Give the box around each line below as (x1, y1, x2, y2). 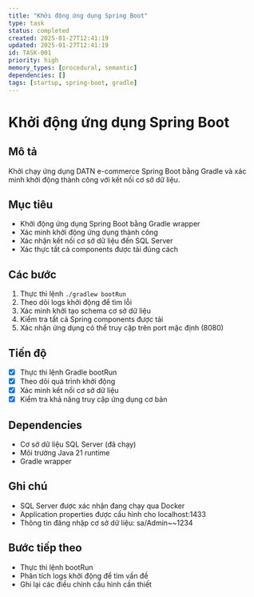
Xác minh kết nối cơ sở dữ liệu (19, 386, 119, 395)
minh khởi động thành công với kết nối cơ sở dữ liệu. (8, 174, 181, 184)
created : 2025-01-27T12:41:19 (8, 34, 109, 42)
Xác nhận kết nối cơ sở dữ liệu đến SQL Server (19, 236, 173, 246)
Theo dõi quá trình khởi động (19, 377, 116, 386)
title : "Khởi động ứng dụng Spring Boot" (8, 11, 149, 20)
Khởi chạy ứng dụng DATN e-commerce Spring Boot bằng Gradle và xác (8, 166, 247, 176)
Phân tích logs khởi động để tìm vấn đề (19, 571, 149, 580)
